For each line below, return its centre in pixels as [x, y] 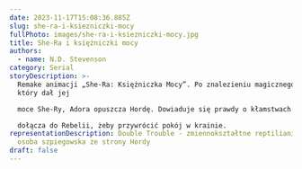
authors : [26, 51]
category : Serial [42, 68]
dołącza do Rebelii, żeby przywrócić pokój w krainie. [122, 125]
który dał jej [44, 93]
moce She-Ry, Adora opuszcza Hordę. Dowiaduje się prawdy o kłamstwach [155, 109]
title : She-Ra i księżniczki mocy [74, 43]
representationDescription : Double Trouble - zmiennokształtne [130, 134]
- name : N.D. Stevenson [62, 59]
